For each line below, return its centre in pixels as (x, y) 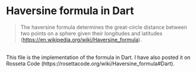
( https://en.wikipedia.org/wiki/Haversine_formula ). (81, 39)
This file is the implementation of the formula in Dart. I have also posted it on (98, 57)
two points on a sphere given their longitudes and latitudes (91, 33)
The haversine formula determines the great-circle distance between (104, 27)
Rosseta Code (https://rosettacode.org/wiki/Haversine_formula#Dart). (90, 64)
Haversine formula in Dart (70, 11)
